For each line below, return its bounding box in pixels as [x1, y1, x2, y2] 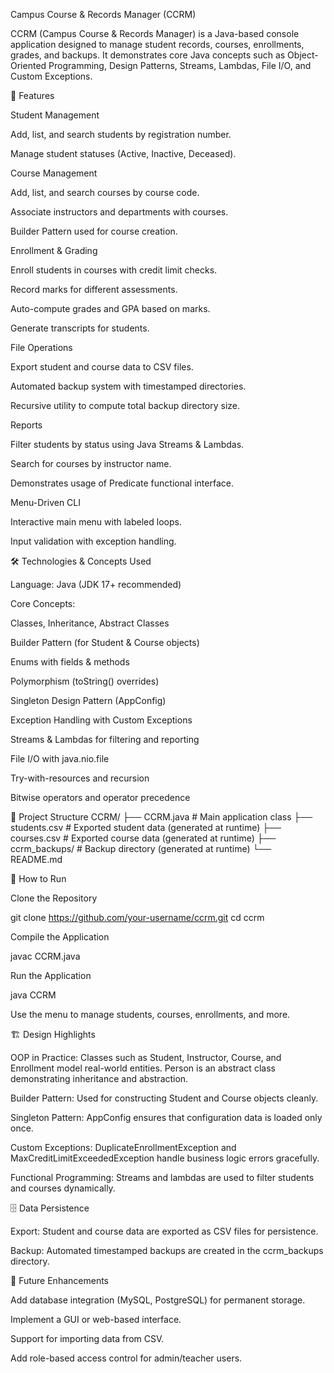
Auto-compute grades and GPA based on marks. [10, 303, 211, 314]
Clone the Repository [10, 892, 98, 904]
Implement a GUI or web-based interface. [10, 1314, 182, 1325]
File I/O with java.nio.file [10, 753, 110, 764]
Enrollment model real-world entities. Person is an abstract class [10, 1062, 276, 1074]
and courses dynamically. [10, 1182, 116, 1194]
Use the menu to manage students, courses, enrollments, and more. [10, 1009, 291, 1020]
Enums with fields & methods [10, 656, 130, 668]
